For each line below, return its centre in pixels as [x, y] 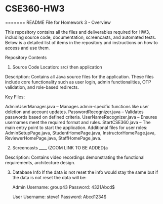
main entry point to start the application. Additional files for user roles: [76, 128]
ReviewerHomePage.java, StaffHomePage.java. [53, 138]
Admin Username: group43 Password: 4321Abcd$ [63, 187]
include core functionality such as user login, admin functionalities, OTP [78, 82]
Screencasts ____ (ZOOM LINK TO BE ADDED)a [60, 147]
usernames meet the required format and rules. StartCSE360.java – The [78, 122]
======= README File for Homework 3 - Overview [58, 22]
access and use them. [28, 48]
